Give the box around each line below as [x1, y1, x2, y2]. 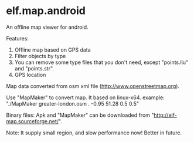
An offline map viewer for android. [6, 23, 89, 31]
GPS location [14, 71, 46, 78]
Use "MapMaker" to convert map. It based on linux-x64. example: [6, 94, 165, 101]
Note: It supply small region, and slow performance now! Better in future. [6, 129, 182, 136]
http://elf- [154, 111, 177, 119]
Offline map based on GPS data [14, 46, 91, 53]
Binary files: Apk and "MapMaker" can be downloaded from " [6, 111, 154, 119]
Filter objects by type [14, 52, 66, 59]
